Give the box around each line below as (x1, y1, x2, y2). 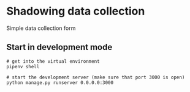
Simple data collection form (6, 24, 76, 32)
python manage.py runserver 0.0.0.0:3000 (6, 79, 114, 86)
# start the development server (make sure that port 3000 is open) (6, 74, 185, 80)
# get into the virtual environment (6, 58, 100, 65)
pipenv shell (6, 63, 40, 69)
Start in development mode (6, 42, 113, 52)
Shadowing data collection (6, 4, 145, 18)
